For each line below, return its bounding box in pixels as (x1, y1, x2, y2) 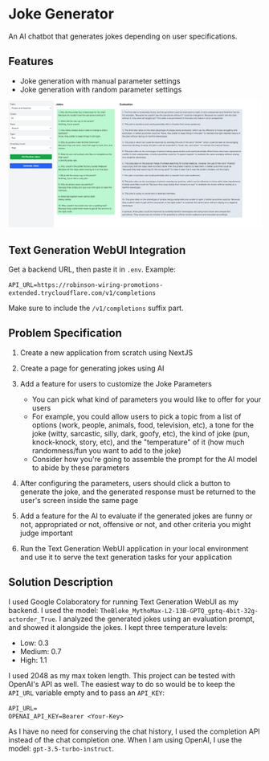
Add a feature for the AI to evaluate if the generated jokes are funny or (19, 511, 253, 521)
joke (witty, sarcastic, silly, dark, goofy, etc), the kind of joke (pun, (31, 428, 251, 438)
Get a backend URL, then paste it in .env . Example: (8, 264, 177, 274)
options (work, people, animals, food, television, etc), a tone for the (31, 419, 255, 430)
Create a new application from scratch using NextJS (19, 347, 194, 358)
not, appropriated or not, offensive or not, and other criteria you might (19, 519, 251, 529)
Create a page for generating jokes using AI (19, 363, 165, 373)
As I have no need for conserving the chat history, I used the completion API (8, 726, 261, 736)
